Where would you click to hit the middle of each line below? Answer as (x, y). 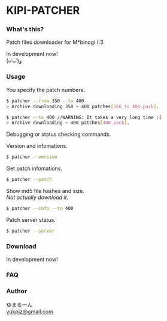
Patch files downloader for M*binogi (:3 (55, 42)
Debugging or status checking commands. (59, 134)
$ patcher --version (32, 157)
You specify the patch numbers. (45, 90)
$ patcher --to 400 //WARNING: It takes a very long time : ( (84, 117)
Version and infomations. (37, 146)
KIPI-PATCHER (43, 11)
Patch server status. (31, 219)
